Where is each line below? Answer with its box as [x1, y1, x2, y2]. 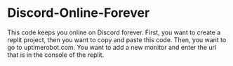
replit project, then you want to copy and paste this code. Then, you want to [7, 35, 227, 44]
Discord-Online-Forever [7, 5, 150, 21]
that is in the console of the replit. [7, 51, 105, 59]
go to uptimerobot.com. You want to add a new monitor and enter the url [7, 43, 217, 51]
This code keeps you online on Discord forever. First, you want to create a [7, 28, 221, 37]
